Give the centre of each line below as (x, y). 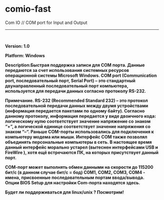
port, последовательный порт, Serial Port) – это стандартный (70, 80)
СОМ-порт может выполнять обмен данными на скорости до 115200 (79, 167)
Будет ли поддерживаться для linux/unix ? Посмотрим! (65, 192)
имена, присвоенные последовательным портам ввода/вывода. (75, 178)
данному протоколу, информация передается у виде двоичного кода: (81, 116)
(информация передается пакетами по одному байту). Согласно (75, 111)
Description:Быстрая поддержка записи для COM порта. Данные (75, 65)
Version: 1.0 (18, 46)
